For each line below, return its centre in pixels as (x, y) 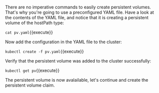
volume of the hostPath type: (35, 23)
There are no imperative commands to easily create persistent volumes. (78, 7)
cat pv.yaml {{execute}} (29, 32)
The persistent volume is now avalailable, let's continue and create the (77, 80)
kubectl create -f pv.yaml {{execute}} (44, 51)
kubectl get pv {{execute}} (33, 70)
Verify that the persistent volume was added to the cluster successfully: (78, 61)
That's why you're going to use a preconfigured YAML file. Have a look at (79, 12)
